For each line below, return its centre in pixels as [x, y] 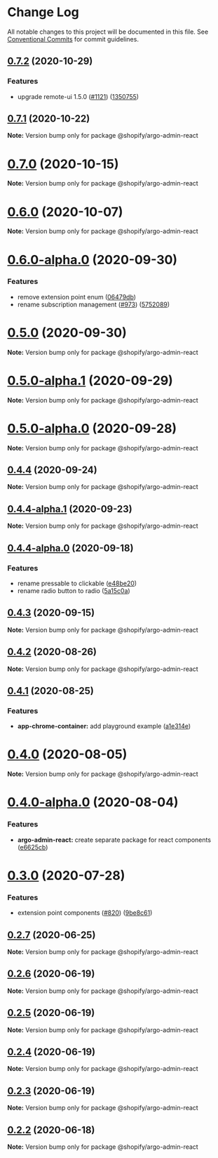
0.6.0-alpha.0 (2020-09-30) [92, 260]
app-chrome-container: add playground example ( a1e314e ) [104, 726]
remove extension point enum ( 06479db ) [77, 297]
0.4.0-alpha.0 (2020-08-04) [93, 802]
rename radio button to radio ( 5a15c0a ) [74, 590]
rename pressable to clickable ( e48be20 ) [77, 583]
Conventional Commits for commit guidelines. [73, 39]
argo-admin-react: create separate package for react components [114, 840]
